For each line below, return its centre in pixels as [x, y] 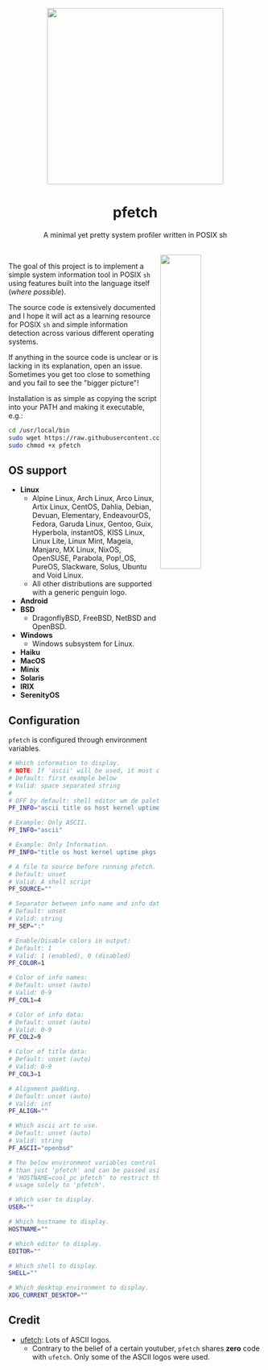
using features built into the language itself [79, 283]
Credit [24, 1320]
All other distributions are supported [92, 584]
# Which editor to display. [56, 1244]
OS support [37, 470]
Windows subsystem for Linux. [83, 644]
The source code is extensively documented [82, 307]
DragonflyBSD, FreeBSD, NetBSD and [94, 618]
